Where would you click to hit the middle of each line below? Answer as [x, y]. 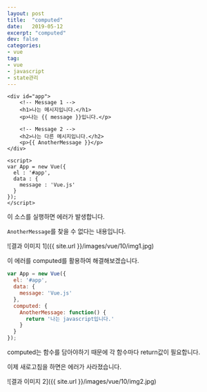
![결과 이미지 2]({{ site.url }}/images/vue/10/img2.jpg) [82, 381]
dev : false [23, 39]
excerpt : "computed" [37, 33]
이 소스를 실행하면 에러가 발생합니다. [56, 217]
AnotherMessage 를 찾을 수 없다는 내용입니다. [67, 231]
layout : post [26, 13]
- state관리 [23, 78]
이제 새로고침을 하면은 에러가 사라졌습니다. [65, 367]
